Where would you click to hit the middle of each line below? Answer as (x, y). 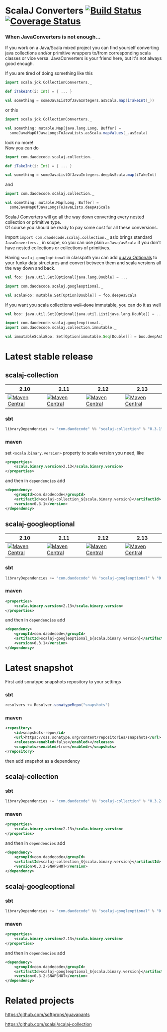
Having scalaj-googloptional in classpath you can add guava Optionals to (81, 257)
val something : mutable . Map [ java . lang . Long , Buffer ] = (63, 128)
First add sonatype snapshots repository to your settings (63, 681)
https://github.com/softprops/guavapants (47, 1015)
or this (12, 110)
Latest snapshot (39, 668)
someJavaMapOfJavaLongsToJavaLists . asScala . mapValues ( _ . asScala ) (79, 133)
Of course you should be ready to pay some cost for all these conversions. (82, 227)
